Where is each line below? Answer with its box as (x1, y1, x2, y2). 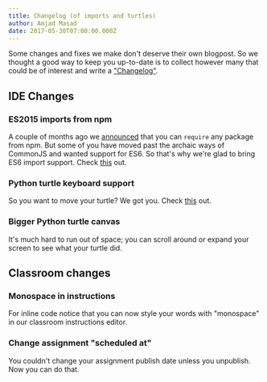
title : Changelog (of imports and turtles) (8, 11, 157, 20)
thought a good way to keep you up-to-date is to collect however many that (8, 57, 259, 67)
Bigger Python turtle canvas (8, 216, 121, 227)
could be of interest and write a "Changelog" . (8, 66, 158, 76)
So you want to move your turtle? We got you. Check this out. (8, 196, 212, 206)
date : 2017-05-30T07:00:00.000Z (8, 27, 117, 35)
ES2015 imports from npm (8, 114, 113, 125)
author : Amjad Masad (8, 19, 78, 27)
